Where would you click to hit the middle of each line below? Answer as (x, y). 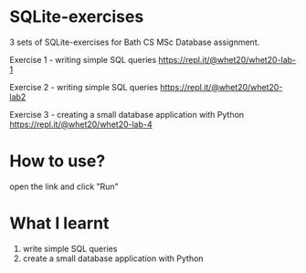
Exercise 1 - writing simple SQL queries (83, 59)
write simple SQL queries (70, 248)
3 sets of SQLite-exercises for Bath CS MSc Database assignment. (135, 42)
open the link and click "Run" (64, 186)
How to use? (58, 161)
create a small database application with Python (113, 258)
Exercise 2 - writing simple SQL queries (84, 87)
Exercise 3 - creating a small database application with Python (127, 114)
